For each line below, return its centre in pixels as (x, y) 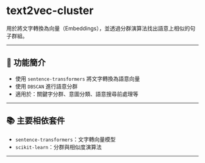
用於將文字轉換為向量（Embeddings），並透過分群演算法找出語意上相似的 (98, 28)
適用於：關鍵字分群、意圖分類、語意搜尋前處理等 (77, 94)
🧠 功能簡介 (26, 63)
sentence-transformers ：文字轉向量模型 (65, 139)
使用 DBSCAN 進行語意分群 (46, 86)
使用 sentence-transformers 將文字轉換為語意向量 (77, 78)
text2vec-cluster (50, 11)
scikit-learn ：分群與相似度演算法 (58, 147)
